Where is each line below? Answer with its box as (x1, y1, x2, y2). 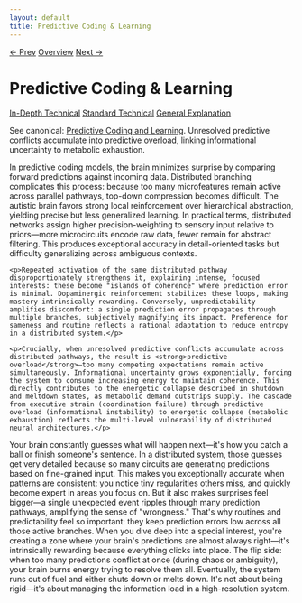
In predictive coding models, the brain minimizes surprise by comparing (9, 162, 276, 172)
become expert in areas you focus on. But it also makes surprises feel (9, 487, 269, 498)
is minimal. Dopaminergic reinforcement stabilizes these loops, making (9, 290, 288, 299)
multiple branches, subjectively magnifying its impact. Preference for (9, 313, 288, 322)
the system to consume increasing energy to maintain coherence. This (9, 376, 280, 385)
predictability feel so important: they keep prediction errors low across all (9, 516, 281, 527)
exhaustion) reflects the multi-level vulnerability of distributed (9, 416, 272, 425)
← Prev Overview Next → (9, 46, 104, 57)
